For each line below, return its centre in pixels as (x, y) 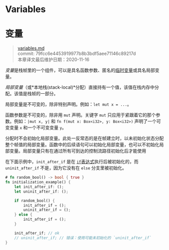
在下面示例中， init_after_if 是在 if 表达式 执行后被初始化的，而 (72, 162)
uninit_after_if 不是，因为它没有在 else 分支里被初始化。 (66, 168)
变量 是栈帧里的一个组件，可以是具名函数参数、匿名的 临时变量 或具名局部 (80, 70)
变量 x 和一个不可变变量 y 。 (38, 128)
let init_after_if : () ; (39, 187)
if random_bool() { (35, 201)
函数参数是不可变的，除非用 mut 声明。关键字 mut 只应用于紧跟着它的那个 (80, 115)
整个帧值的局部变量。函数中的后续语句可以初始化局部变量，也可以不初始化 (82, 145)
